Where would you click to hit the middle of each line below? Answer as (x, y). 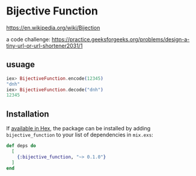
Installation (28, 114)
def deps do (21, 146)
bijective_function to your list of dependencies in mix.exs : (80, 135)
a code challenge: (28, 39)
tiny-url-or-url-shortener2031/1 (44, 46)
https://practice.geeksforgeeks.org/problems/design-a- (121, 39)
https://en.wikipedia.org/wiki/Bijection (53, 28)
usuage (20, 65)
